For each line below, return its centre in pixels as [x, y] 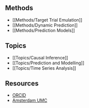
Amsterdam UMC [30, 101]
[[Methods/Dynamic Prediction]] [45, 25]
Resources [22, 84]
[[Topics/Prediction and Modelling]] [48, 63]
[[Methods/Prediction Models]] [44, 30]
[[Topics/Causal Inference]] [40, 57]
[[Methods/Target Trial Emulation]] [47, 20]
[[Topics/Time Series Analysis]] [44, 68]
